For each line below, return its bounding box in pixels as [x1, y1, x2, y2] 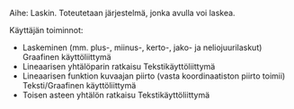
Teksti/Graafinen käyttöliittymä [22, 80, 137, 90]
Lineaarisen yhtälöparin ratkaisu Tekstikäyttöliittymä [22, 62, 216, 71]
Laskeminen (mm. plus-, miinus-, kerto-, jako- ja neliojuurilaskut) [22, 42, 263, 53]
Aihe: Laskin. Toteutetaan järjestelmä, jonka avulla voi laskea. [9, 8, 236, 18]
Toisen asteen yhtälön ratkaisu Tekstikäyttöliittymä [22, 89, 210, 100]
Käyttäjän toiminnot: [9, 25, 84, 35]
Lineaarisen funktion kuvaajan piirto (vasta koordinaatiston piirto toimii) [22, 71, 286, 81]
